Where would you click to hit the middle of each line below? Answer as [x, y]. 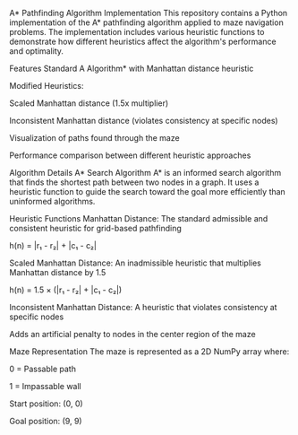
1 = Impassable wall [46, 386]
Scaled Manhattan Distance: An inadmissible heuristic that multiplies [135, 263]
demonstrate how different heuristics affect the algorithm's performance [143, 41]
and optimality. [37, 51]
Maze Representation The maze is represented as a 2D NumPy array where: [149, 352]
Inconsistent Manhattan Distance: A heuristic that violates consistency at [143, 307]
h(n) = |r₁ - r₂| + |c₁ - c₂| [53, 245]
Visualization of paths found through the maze [95, 138]
